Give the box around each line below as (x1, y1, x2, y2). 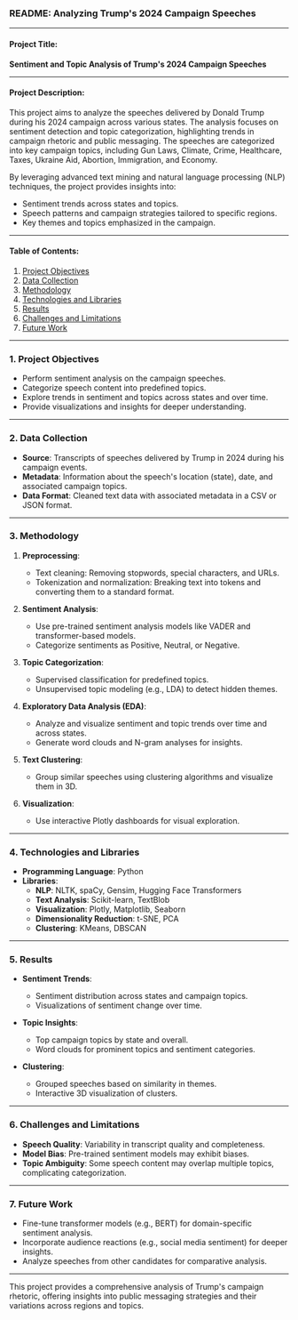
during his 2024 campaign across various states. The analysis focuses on (9, 117, 279, 127)
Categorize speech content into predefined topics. (21, 382, 207, 393)
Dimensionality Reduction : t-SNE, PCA (35, 914, 179, 924)
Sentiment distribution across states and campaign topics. (35, 991, 248, 1002)
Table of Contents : (9, 245, 80, 256)
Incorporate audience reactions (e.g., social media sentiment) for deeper (21, 1236, 288, 1247)
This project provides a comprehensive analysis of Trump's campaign (9, 1281, 264, 1292)
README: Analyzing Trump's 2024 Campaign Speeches (9, 7, 256, 20)
